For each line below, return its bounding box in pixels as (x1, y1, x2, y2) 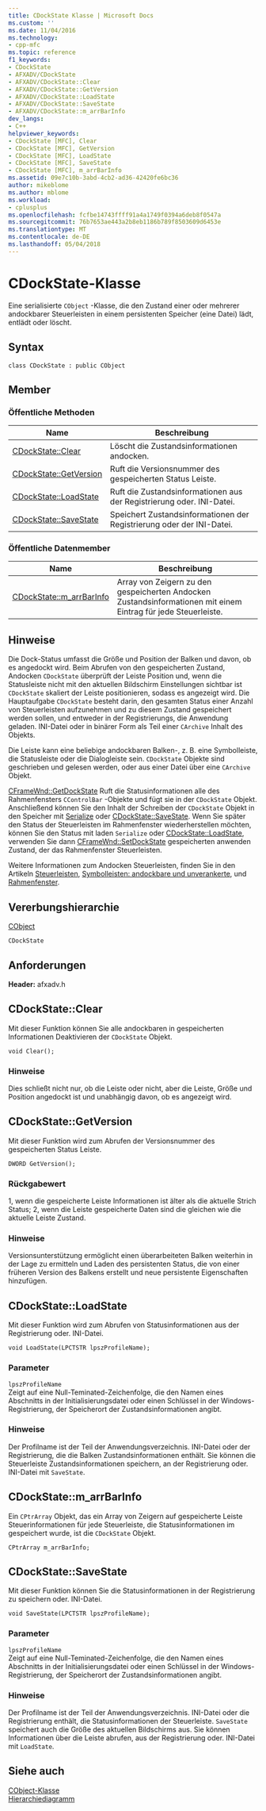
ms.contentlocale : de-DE (8, 233, 90, 241)
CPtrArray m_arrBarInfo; (8, 1544, 90, 1552)
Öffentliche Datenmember (8, 543, 111, 554)
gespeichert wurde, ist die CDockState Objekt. (8, 1528, 157, 1537)
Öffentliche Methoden (8, 406, 95, 417)
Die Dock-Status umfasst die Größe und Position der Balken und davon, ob (8, 654, 252, 664)
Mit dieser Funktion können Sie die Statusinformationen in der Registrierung (8, 1586, 256, 1595)
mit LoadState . (8, 1742, 55, 1752)
